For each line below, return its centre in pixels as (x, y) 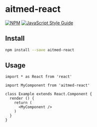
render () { (22, 98)
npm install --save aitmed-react (40, 50)
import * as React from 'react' (39, 77)
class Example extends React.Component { (49, 94)
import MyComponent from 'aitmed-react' (48, 85)
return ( (23, 103)
